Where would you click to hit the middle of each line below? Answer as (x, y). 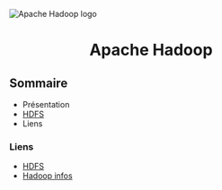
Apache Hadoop (151, 50)
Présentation (46, 104)
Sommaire (39, 83)
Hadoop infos (48, 176)
